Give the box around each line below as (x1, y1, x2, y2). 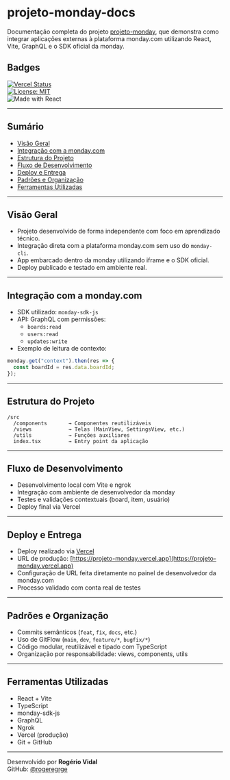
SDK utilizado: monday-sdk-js (16, 308, 99, 316)
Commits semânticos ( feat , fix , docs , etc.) (16, 628, 138, 636)
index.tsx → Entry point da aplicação (13, 438, 149, 444)
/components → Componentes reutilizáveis (13, 420, 152, 427)
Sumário (7, 121, 44, 133)
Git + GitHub (16, 738, 53, 746)
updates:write (27, 338, 68, 345)
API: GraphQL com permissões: (16, 315, 106, 323)
